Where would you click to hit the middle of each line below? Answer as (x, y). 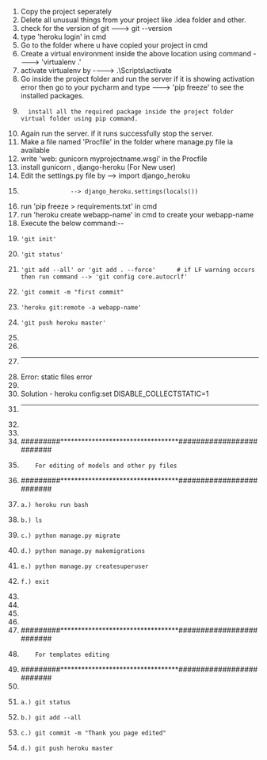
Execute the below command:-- (72, 223)
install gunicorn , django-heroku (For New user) (98, 167)
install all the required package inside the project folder (131, 112)
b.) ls (31, 520)
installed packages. (52, 96)
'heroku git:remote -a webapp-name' (81, 308)
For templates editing (72, 654)
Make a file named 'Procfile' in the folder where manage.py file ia (126, 142)
